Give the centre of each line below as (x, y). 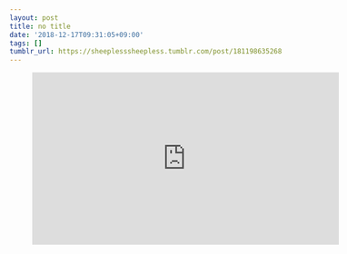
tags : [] (26, 43)
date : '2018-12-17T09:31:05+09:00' (77, 34)
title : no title (40, 26)
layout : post (34, 18)
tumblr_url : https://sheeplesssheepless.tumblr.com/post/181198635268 (146, 52)
